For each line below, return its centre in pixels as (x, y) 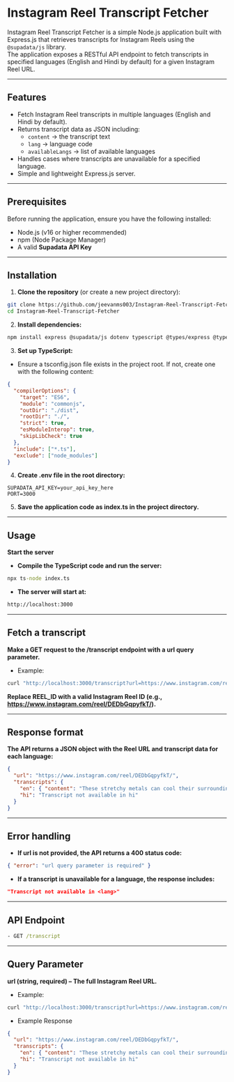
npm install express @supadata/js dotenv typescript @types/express (109, 338)
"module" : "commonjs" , (53, 404)
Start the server (31, 552)
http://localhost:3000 (40, 605)
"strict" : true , (44, 423)
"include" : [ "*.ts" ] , (45, 449)
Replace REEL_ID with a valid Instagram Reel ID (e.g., (85, 696)
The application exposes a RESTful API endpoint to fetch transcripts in (108, 54)
